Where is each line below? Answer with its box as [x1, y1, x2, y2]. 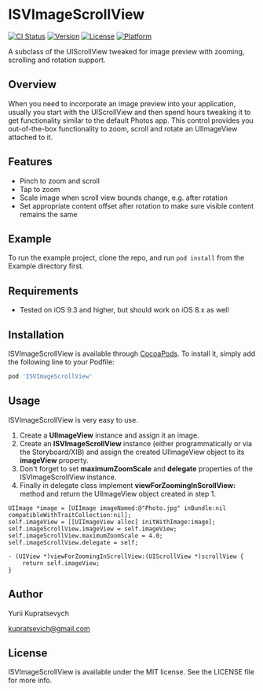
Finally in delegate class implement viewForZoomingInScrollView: [19, 480, 236, 490]
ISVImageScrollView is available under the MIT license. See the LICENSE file [8, 667, 255, 677]
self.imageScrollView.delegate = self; [8, 538, 139, 546]
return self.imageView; [22, 559, 100, 567]
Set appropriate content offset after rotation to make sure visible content [19, 201, 254, 210]
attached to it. [8, 132, 53, 142]
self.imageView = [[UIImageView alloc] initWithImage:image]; [8, 518, 216, 526]
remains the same [19, 209, 78, 219]
